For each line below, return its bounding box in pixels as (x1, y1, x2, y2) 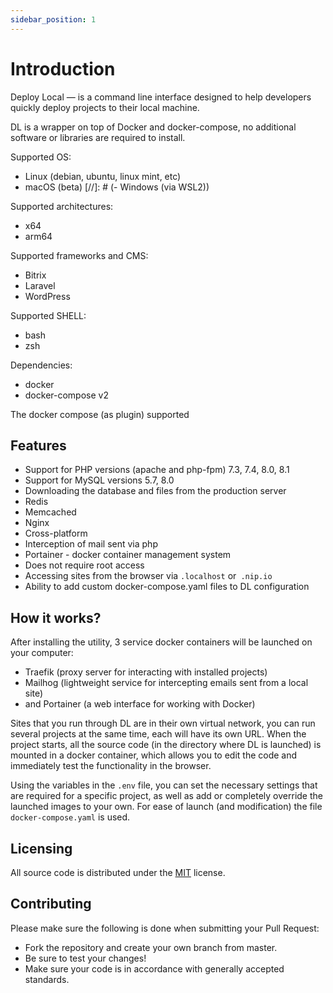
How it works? (10, 609, 102, 626)
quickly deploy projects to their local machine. (10, 101, 200, 113)
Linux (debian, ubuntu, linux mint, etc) (24, 170, 182, 182)
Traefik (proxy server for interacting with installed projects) (24, 666, 268, 678)
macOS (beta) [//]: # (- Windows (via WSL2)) (24, 181, 210, 193)
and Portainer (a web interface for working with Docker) (24, 698, 256, 710)
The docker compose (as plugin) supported (10, 408, 190, 420)
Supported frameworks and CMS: (10, 249, 149, 261)
